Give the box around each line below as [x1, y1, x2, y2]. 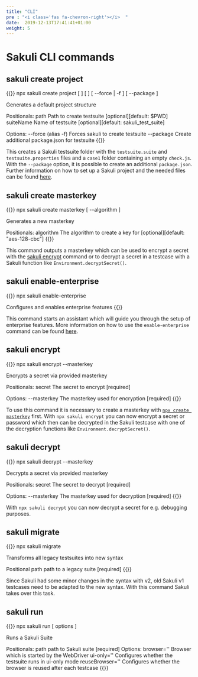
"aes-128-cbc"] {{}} [6, 235, 54, 242]
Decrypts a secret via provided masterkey [6, 469, 108, 477]
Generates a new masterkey [6, 218, 75, 225]
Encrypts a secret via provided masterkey [6, 372, 108, 379]
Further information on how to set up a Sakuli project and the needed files [6, 167, 186, 174]
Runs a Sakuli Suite [6, 634, 53, 642]
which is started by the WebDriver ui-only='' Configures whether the [6, 652, 173, 659]
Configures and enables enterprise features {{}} [6, 303, 123, 310]
